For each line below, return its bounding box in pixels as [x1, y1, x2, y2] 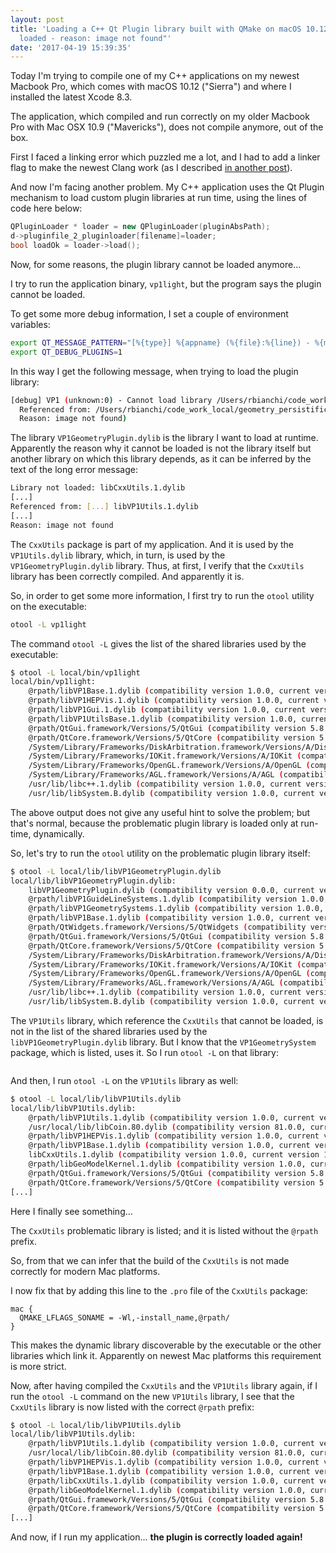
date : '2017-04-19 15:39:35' [10, 42, 132, 53]
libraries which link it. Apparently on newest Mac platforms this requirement [10, 1349, 322, 1361]
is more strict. [10, 1360, 67, 1372]
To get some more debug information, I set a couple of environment [10, 307, 289, 320]
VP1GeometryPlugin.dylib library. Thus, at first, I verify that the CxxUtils [10, 559, 305, 571]
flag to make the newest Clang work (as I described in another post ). [10, 162, 293, 174]
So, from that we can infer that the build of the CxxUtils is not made [10, 1254, 290, 1266]
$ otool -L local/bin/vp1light [10, 667, 141, 678]
